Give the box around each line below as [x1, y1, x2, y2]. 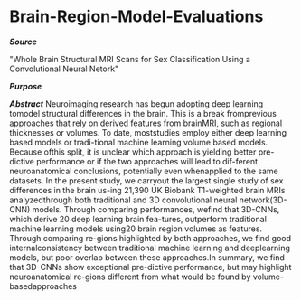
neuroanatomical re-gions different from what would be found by [9, 271, 251, 282]
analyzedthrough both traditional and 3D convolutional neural [9, 194, 238, 205]
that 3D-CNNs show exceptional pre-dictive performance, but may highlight [9, 261, 292, 272]
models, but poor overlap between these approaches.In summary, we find [9, 251, 285, 263]
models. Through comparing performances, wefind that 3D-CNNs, [32, 203, 280, 214]
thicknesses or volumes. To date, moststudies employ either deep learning [9, 127, 287, 137]
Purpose [9, 80, 42, 91]
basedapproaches [9, 280, 77, 291]
